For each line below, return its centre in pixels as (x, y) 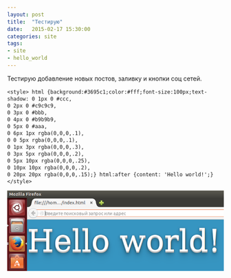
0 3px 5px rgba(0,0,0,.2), (46, 154)
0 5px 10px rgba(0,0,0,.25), (49, 161)
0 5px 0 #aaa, (27, 126)
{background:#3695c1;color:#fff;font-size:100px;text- (127, 92)
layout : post (26, 14)
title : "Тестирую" (35, 22)
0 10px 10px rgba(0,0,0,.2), (49, 168)
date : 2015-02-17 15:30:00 (49, 29)
